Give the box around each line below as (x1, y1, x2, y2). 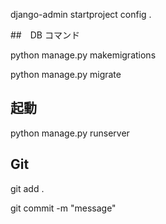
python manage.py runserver (10, 127, 130, 139)
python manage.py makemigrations (10, 49, 157, 61)
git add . (10, 182, 45, 194)
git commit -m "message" (10, 202, 117, 214)
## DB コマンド (10, 29, 80, 41)
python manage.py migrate (10, 69, 122, 80)
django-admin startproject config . (10, 9, 152, 20)
